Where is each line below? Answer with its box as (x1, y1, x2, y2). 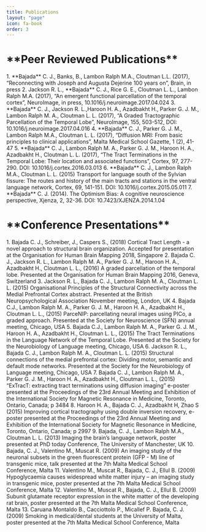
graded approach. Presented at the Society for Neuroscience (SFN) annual (6, 317, 195, 324)
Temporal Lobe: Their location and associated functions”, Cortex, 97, (6, 158, 180, 165)
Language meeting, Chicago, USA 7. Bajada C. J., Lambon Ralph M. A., (6, 369, 185, 376)
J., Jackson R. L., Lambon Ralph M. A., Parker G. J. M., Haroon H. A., (6, 258, 180, 266)
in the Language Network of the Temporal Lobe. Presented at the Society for (6, 336, 200, 344)
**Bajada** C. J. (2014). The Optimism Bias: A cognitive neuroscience (6, 190, 185, 198)
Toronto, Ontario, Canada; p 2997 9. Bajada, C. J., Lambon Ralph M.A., (6, 428, 185, 435)
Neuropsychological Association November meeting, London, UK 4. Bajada (6, 297, 196, 304)
